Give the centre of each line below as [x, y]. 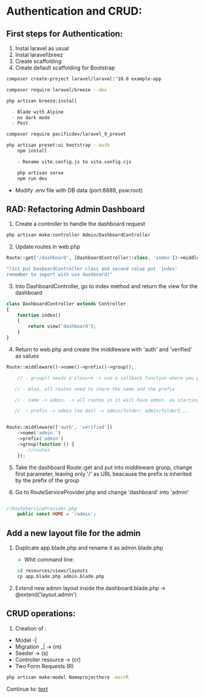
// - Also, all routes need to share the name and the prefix [94, 389]
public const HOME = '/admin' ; [57, 514]
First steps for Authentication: [65, 34]
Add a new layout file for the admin [73, 533]
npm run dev [32, 178]
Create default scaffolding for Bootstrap [65, 68]
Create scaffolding [38, 61]
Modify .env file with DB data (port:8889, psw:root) [79, 190]
